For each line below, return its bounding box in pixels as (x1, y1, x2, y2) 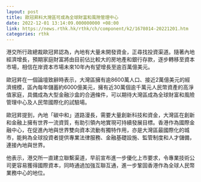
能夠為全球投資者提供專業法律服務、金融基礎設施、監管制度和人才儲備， (16, 134, 195, 141)
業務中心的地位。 (6, 169, 48, 177)
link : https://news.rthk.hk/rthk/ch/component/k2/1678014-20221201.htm (6, 25, 188, 32)
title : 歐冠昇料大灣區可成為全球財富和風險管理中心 (6, 14, 118, 20)
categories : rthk (6, 31, 50, 37)
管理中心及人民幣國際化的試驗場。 (6, 99, 90, 106)
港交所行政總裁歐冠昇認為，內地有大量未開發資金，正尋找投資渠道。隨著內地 (6, 49, 195, 56)
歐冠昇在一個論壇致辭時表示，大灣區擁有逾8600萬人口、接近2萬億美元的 (6, 76, 185, 83)
